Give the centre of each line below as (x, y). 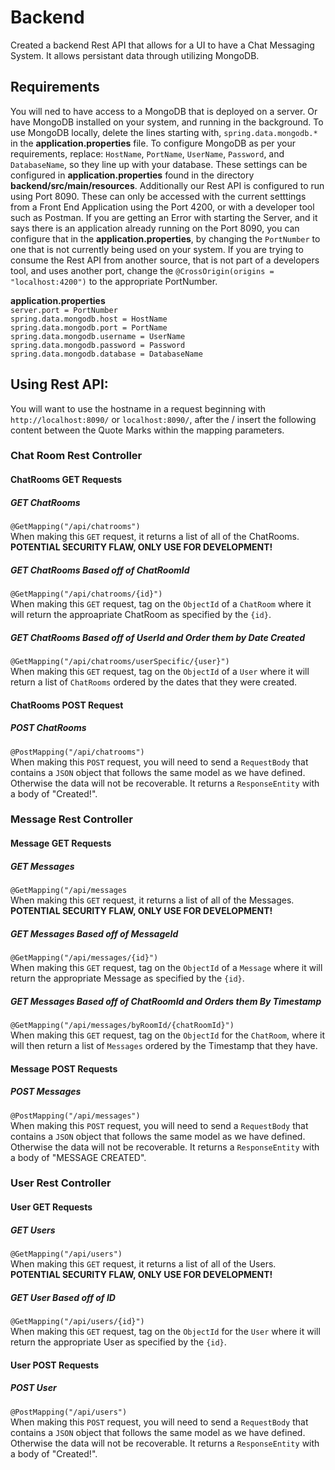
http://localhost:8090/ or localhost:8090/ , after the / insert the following (163, 419)
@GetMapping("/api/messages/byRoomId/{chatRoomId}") (122, 1025)
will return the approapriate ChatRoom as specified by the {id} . (141, 615)
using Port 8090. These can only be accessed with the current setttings (158, 196)
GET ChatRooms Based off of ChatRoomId (100, 570)
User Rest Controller (61, 1183)
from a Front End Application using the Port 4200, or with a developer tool (162, 207)
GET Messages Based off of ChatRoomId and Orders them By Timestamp (166, 1001)
